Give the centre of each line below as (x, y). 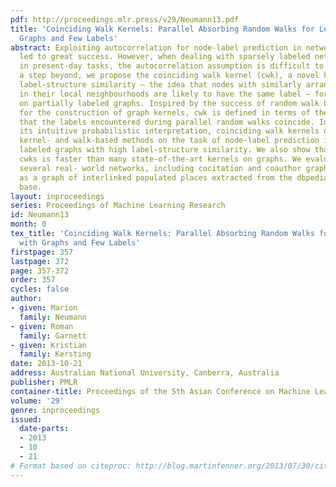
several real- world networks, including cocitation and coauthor (160, 168)
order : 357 (33, 280)
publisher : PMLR (44, 382)
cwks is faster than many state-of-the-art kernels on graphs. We (160, 159)
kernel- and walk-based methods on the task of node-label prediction (169, 141)
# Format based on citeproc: (71, 466)
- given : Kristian (48, 345)
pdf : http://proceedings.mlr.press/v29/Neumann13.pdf (125, 19)
